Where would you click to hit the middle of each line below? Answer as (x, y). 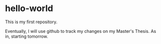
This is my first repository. (31, 22)
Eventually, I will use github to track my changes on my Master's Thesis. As (80, 31)
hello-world (29, 8)
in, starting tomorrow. (27, 36)
